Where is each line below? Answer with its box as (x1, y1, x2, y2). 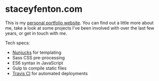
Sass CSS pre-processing (12, 54, 65, 60)
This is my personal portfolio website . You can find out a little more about (5, 20, 154, 26)
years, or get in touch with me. (5, 30, 68, 36)
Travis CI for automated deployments (12, 70, 88, 76)
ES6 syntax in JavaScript (12, 60, 63, 66)
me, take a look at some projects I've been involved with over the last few (5, 25, 155, 31)
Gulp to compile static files (12, 65, 67, 71)
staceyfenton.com (5, 3, 83, 15)
